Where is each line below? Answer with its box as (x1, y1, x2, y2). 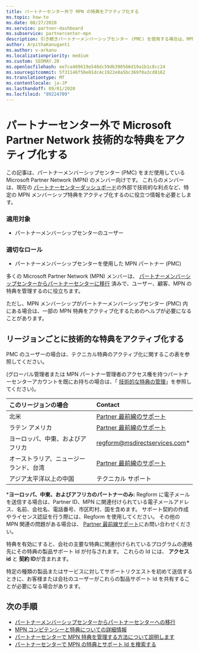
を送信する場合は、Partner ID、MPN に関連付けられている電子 (6, 498, 159, 506)
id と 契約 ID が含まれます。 (6, 555, 72, 562)
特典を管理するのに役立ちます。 (6, 288, 84, 295)
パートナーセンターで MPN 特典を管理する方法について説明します (14, 633, 175, 640)
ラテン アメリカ (9, 424, 52, 432)
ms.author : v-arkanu (6, 47, 57, 53)
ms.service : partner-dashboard (6, 25, 84, 31)
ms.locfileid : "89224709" (6, 91, 70, 97)
